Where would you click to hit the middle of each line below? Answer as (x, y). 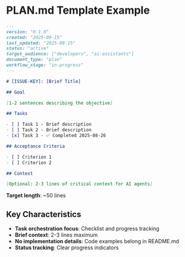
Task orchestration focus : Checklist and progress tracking (87, 229)
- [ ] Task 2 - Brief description (49, 130)
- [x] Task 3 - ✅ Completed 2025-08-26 (56, 136)
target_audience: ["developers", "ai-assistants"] (70, 54)
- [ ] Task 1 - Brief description (49, 125)
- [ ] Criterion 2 (29, 162)
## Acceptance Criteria (36, 146)
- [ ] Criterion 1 (29, 157)
